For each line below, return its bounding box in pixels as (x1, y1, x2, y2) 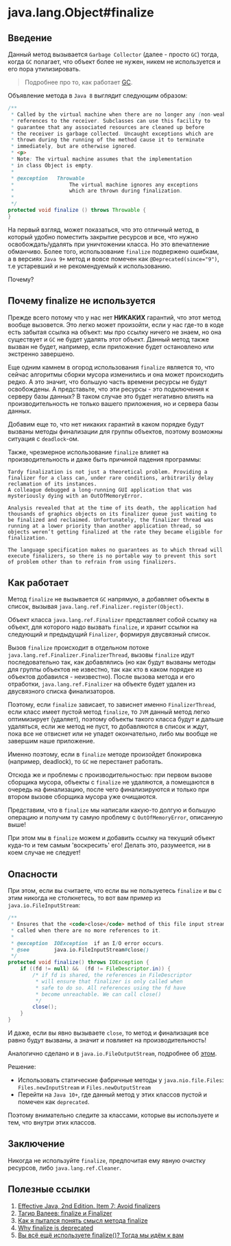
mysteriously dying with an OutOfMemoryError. (8, 492, 143, 499)
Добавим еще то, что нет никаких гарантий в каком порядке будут (8, 420, 204, 428)
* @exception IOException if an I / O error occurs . (10, 939, 165, 947)
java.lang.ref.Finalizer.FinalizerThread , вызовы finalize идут (8, 651, 195, 659)
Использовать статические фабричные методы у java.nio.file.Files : (17, 1076, 224, 1084)
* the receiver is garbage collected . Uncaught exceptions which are (10, 130, 214, 137)
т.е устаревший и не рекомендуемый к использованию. (8, 262, 172, 270)
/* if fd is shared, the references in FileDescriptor (32, 972, 193, 979)
